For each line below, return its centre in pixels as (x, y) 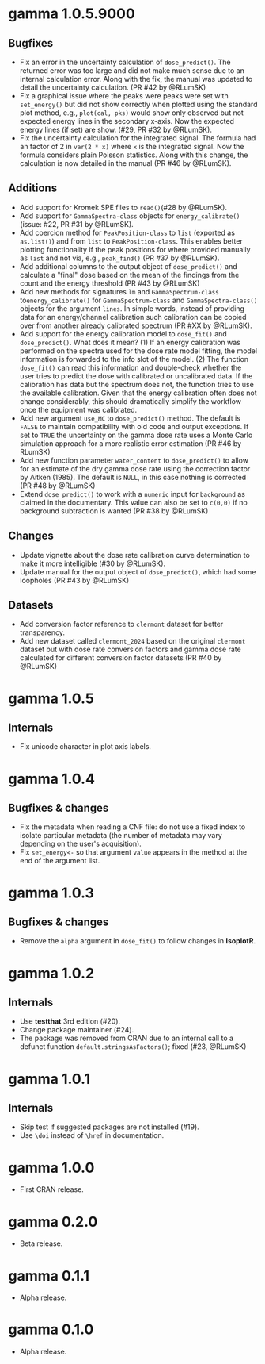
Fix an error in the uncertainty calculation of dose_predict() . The (125, 62)
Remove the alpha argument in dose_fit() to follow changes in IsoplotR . (137, 941)
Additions (33, 188)
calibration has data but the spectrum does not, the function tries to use (137, 384)
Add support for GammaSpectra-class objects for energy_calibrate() (130, 216)
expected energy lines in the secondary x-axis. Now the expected (127, 121)
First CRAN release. (52, 1189)
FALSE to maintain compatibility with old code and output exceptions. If (134, 426)
